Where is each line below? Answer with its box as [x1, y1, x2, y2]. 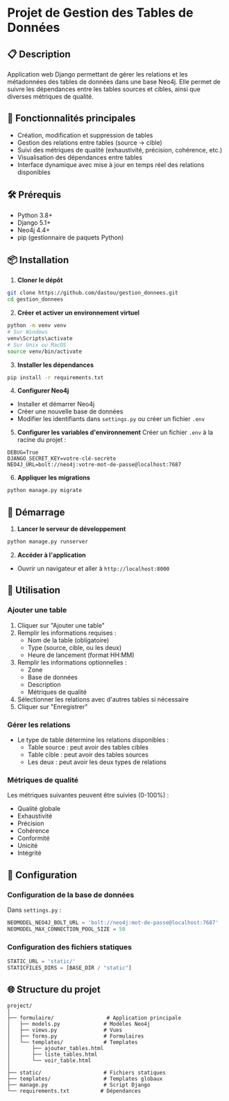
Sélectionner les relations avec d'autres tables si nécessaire [17, 695, 189, 704]
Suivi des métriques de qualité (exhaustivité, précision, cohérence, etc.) [17, 145, 223, 154]
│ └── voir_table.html [7, 1056, 92, 1064]
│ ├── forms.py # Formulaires [7, 1032, 144, 1040]
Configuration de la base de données [7, 889, 135, 899]
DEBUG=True [7, 449, 39, 457]
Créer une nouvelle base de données [17, 407, 124, 415]
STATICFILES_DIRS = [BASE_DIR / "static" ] [7, 964, 132, 972]
